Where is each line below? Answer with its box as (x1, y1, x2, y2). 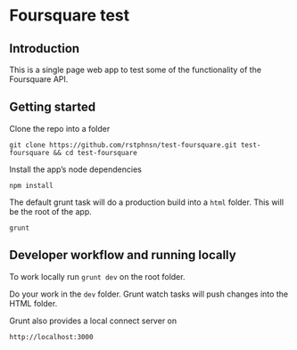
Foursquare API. (9, 74, 69, 85)
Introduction (9, 41, 80, 56)
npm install (9, 181, 54, 190)
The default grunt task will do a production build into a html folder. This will (9, 197, 284, 208)
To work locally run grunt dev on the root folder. (9, 271, 186, 281)
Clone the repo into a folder (9, 123, 111, 134)
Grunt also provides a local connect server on (9, 315, 177, 326)
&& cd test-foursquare (53, 148, 138, 157)
